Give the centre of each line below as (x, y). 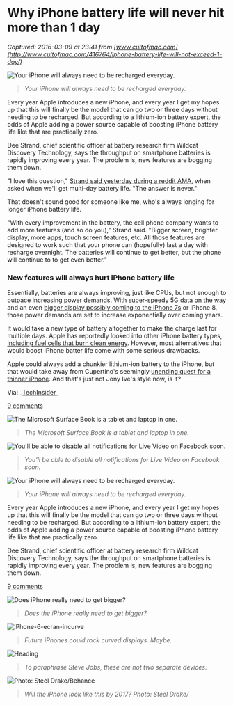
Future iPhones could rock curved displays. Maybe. (98, 640)
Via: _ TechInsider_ (33, 393)
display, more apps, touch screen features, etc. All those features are (106, 237)
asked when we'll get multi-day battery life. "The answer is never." (102, 188)
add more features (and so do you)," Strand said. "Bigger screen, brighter (112, 230)
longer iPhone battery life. (45, 209)
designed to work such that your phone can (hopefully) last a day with (108, 244)
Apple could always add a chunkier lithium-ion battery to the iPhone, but (111, 364)
